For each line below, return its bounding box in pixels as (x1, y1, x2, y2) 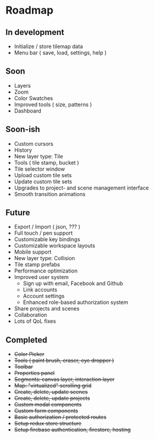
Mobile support (14, 248, 51, 255)
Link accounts (22, 286, 57, 293)
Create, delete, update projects (14, 395, 90, 402)
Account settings (22, 293, 65, 300)
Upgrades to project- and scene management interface (14, 184, 149, 191)
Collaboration (14, 312, 47, 319)
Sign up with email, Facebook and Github (22, 280, 124, 287)
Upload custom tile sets (14, 171, 72, 178)
